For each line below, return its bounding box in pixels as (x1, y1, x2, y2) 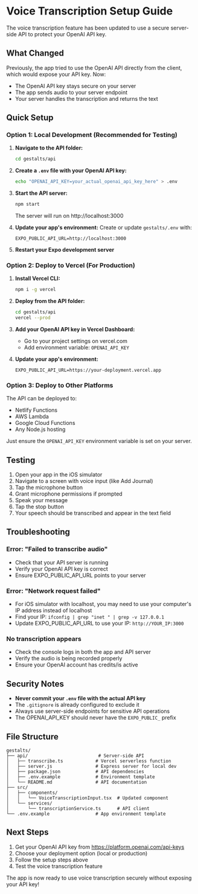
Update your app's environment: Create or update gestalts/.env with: (14, 224, 192, 231)
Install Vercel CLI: (14, 275, 60, 282)
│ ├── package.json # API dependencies (6, 768, 145, 774)
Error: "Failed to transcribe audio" (6, 545, 108, 554)
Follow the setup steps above (14, 856, 89, 863)
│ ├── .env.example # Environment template (6, 774, 155, 780)
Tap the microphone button (14, 484, 83, 491)
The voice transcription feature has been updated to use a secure (6, 24, 170, 31)
